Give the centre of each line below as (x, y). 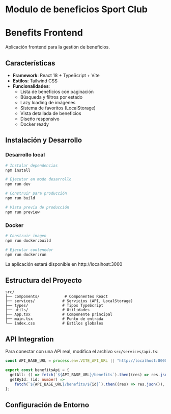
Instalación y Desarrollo (44, 140)
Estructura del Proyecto (44, 280)
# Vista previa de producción (37, 207)
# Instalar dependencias (32, 165)
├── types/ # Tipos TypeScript (54, 306)
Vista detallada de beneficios (51, 113)
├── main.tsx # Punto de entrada (54, 319)
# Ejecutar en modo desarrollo (38, 179)
